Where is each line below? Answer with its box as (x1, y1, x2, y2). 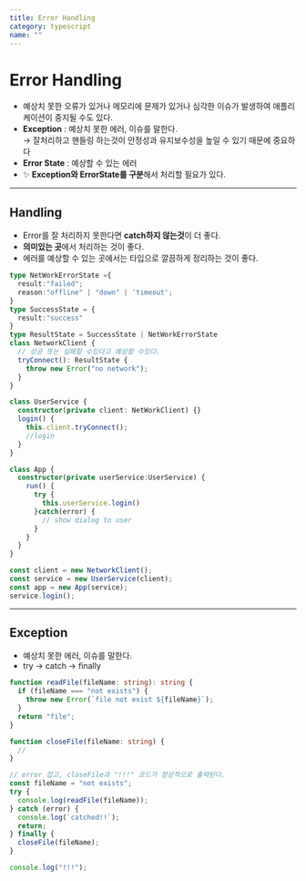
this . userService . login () (42, 498, 141, 507)
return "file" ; (17, 712, 76, 721)
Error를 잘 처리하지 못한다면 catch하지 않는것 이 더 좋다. (22, 230, 221, 241)
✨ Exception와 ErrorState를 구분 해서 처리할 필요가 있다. (22, 169, 226, 180)
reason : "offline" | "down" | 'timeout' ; (17, 288, 173, 297)
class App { (9, 465, 55, 474)
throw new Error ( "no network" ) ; (25, 364, 148, 374)
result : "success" (17, 313, 84, 323)
